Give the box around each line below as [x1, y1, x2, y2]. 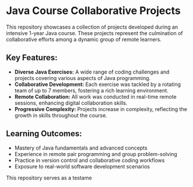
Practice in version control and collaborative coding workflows [14, 157, 165, 164]
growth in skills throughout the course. [14, 112, 108, 119]
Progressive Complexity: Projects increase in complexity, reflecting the [14, 105, 188, 112]
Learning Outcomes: [6, 129, 82, 138]
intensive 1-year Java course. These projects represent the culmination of [6, 29, 183, 36]
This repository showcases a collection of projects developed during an [6, 23, 178, 30]
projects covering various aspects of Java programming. [14, 74, 151, 81]
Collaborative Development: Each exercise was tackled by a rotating [14, 81, 181, 88]
